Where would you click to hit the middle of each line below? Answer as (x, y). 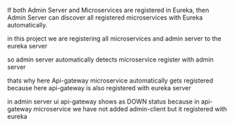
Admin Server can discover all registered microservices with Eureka (105, 17)
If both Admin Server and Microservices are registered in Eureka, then (108, 10)
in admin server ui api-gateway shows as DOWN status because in (103, 101)
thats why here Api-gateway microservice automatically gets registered (110, 80)
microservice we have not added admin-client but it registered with (130, 109)
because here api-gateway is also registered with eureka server (99, 88)
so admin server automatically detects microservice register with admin (110, 59)
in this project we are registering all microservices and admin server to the (115, 38)
